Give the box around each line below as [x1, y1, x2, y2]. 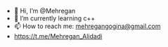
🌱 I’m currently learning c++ [13, 14, 96, 22]
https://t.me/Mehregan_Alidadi [13, 32, 103, 40]
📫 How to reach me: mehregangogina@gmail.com [13, 22, 161, 30]
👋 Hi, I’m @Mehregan [13, 7, 76, 15]
